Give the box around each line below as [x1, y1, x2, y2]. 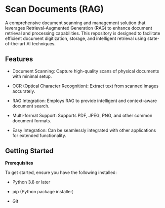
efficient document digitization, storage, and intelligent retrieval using [5, 35, 147, 41]
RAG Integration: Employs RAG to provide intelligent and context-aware [12, 98, 157, 104]
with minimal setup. [12, 73, 52, 79]
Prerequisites [5, 160, 34, 166]
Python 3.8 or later [12, 179, 50, 185]
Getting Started [5, 147, 54, 155]
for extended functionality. [12, 132, 67, 139]
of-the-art [5, 40, 26, 46]
